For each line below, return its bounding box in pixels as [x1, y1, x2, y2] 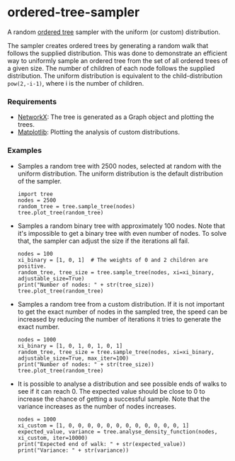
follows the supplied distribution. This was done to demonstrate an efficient [7, 49, 228, 57]
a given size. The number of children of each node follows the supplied [7, 64, 215, 72]
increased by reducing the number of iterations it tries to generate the [17, 314, 222, 323]
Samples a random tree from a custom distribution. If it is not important [17, 300, 225, 308]
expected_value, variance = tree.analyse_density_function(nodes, [17, 428, 218, 436]
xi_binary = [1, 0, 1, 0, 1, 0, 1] [17, 342, 123, 349]
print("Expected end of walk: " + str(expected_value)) [17, 440, 186, 448]
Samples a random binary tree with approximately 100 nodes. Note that [17, 221, 225, 230]
